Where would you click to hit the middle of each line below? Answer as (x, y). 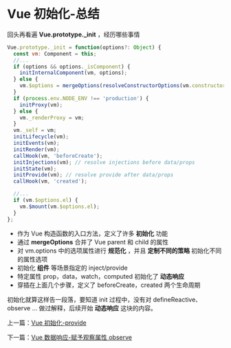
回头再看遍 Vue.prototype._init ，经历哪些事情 (74, 34)
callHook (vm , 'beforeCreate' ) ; (58, 156)
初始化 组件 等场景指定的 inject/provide (73, 268)
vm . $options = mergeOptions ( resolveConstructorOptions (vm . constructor (123, 86)
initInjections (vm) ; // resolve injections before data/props (104, 162)
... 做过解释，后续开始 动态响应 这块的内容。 (94, 308)
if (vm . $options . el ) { (46, 200)
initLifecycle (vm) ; (41, 137)
